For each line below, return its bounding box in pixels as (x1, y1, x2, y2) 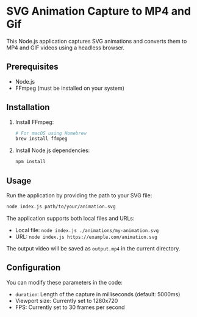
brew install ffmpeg (15, 136, 68, 142)
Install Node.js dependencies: (15, 147, 90, 154)
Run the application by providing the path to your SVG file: (6, 192, 152, 199)
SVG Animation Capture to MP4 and (6, 4, 191, 18)
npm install (15, 159, 46, 165)
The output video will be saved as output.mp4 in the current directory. (6, 244, 181, 252)
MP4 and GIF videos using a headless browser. (6, 44, 125, 51)
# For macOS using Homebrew (15, 130, 87, 136)
